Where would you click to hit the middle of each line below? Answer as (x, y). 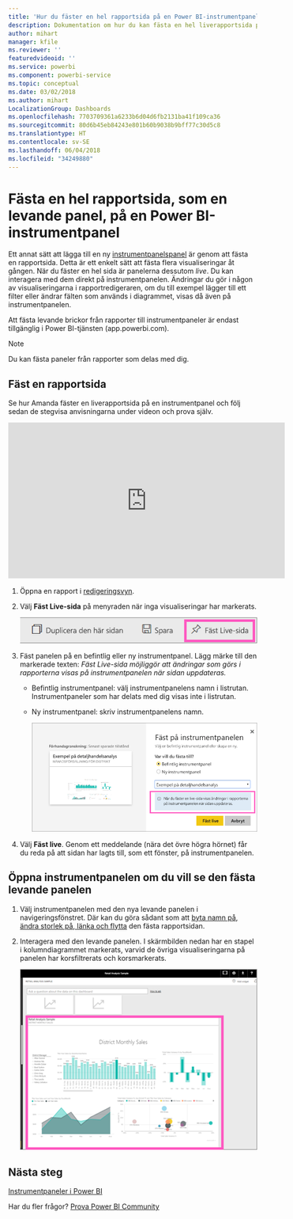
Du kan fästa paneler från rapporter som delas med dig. (99, 359)
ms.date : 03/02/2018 (42, 92)
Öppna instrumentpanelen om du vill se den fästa (132, 877)
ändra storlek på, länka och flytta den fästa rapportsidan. (112, 925)
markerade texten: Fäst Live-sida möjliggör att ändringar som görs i (130, 664)
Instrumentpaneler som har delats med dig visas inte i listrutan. (134, 697)
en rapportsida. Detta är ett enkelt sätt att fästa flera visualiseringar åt (121, 263)
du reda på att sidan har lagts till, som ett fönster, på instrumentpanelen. (137, 853)
